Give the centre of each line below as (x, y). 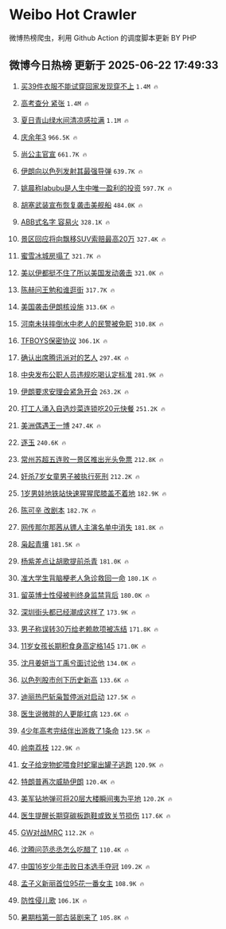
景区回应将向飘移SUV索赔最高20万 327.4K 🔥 (93, 239)
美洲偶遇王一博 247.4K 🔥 (61, 425)
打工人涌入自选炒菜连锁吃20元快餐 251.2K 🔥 (93, 408)
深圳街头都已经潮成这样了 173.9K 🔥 (78, 611)
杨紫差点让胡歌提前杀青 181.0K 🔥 (75, 561)
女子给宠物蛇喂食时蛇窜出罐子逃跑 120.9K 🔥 (92, 765)
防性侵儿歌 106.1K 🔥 (54, 900)
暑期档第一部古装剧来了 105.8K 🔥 (75, 917)
